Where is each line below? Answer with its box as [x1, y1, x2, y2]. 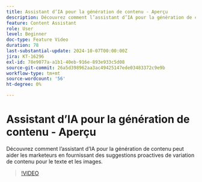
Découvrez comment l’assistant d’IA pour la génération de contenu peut [6, 145, 185, 152]
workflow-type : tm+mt [6, 70, 61, 76]
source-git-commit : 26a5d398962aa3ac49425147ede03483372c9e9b [6, 64, 165, 71]
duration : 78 [6, 43, 39, 49]
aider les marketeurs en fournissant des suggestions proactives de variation [6, 151, 195, 159]
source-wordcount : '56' [6, 76, 66, 82]
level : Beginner [6, 31, 47, 37]
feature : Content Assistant [6, 20, 77, 26]
